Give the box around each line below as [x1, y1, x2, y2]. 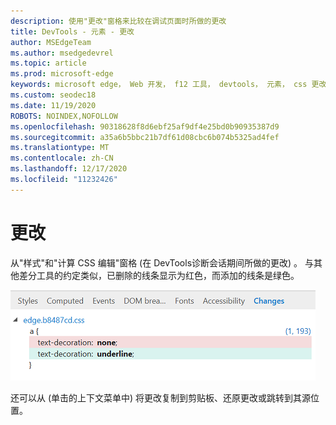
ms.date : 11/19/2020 [10, 100, 97, 110]
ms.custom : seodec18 [10, 90, 97, 100]
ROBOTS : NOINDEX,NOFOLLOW [10, 111, 118, 121]
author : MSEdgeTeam [10, 37, 92, 47]
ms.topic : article [10, 58, 87, 69]
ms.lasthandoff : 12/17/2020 [10, 164, 128, 174]
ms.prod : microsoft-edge [10, 69, 114, 79]
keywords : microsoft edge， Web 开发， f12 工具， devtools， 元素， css [10, 80, 308, 90]
